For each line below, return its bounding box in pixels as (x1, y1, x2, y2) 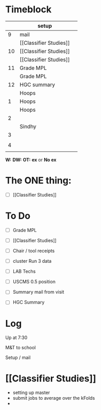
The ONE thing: (5, 175, 72, 186)
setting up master (12, 389, 50, 396)
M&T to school (5, 345, 36, 351)
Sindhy (19, 122, 37, 130)
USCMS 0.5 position (12, 279, 55, 285)
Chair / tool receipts (12, 248, 55, 254)
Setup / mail (5, 354, 31, 361)
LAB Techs (12, 269, 36, 275)
